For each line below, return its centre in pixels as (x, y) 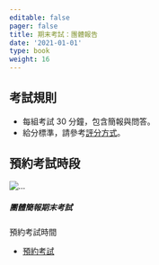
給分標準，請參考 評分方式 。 (74, 132)
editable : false (40, 18)
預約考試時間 (33, 232)
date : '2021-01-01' (46, 43)
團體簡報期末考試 (41, 208)
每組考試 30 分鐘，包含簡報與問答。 (88, 121)
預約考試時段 (45, 164)
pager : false (34, 26)
